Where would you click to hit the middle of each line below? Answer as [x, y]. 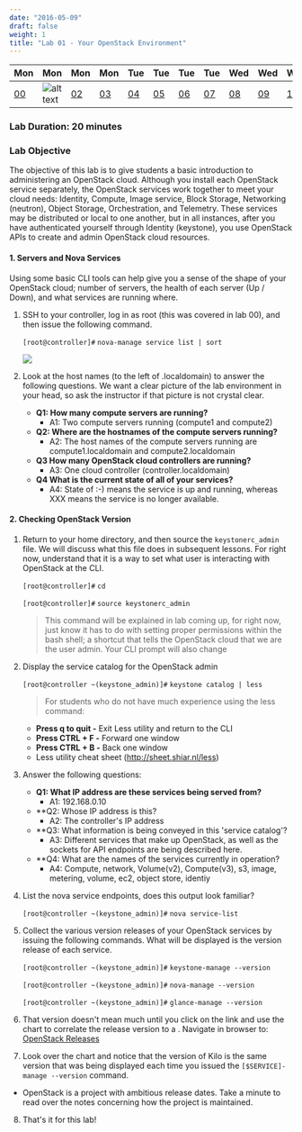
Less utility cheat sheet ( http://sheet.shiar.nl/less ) [127, 756]
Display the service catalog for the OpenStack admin [120, 666]
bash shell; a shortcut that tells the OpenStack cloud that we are [164, 639]
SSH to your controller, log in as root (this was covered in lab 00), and [151, 314]
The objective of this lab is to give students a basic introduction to [131, 170]
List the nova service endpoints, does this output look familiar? [138, 895]
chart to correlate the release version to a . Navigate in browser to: [145, 1028]
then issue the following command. [87, 324]
